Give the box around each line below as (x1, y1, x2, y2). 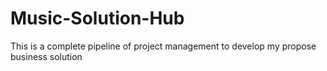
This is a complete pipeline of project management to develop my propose (10, 40, 317, 52)
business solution (10, 50, 83, 62)
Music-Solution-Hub (10, 7, 185, 30)
